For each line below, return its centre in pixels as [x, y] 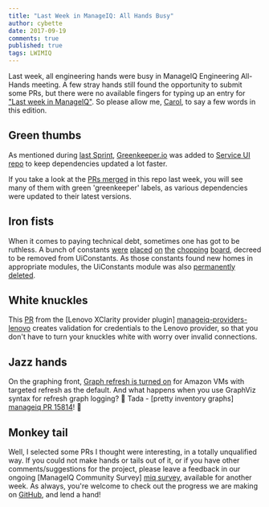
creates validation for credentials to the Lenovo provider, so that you [145, 328]
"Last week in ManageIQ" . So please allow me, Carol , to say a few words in [132, 102]
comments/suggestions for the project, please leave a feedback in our [124, 469]
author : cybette [35, 23]
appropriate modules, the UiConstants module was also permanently [122, 266]
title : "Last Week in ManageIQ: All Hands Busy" [91, 16]
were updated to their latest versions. [70, 196]
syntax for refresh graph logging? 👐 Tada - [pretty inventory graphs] [121, 398]
